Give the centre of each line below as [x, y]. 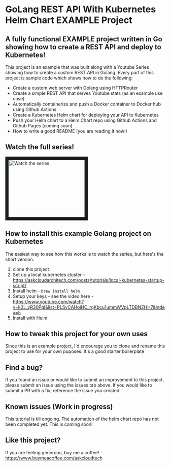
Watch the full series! [40, 147]
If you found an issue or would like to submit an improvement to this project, [84, 380]
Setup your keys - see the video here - [53, 296]
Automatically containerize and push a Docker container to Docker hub [87, 104]
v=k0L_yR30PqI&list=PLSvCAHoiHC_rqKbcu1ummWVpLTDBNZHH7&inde [89, 307]
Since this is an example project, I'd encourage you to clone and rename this [85, 346]
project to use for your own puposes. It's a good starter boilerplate [75, 351]
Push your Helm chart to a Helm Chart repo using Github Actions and [85, 120]
